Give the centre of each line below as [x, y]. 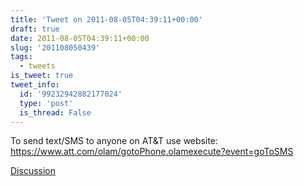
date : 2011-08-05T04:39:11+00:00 [80, 38]
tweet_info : [35, 85]
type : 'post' [46, 103]
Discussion [33, 171]
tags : [21, 57]
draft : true [35, 29]
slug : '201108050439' [55, 47]
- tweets [37, 66]
